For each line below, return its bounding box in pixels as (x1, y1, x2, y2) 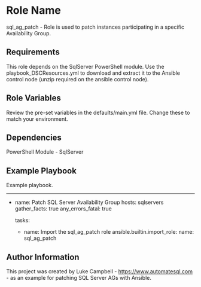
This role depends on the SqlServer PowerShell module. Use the (6, 63, 165, 70)
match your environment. (6, 115, 68, 123)
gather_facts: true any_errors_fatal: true (14, 205, 112, 212)
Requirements (6, 47, 60, 57)
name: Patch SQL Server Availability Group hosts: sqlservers (14, 199, 164, 206)
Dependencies (6, 132, 62, 142)
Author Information (6, 252, 80, 262)
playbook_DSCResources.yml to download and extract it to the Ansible (6, 69, 181, 77)
